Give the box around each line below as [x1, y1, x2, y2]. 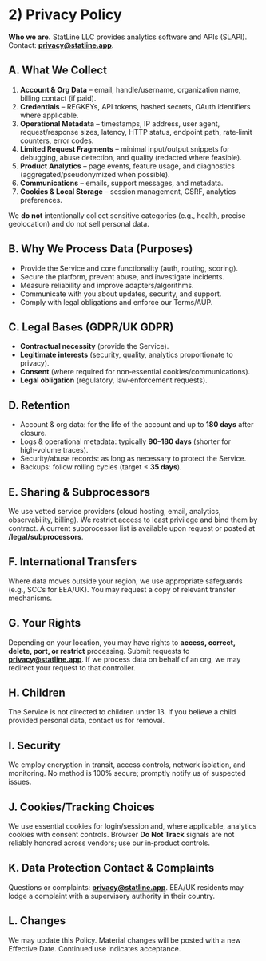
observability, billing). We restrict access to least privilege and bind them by [8, 515, 258, 524]
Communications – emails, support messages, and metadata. [19, 178, 224, 188]
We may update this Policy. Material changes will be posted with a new [8, 935, 241, 945]
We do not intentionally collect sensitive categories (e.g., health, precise [8, 210, 246, 220]
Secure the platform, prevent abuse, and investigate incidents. [19, 271, 225, 281]
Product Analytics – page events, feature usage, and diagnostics [19, 161, 236, 171]
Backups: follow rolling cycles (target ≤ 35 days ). [19, 462, 182, 472]
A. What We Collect [8, 64, 108, 77]
